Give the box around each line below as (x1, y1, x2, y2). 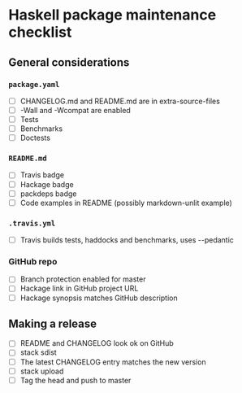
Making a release (8, 317, 97, 330)
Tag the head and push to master (19, 375, 132, 385)
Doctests (19, 133, 51, 143)
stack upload (19, 366, 64, 376)
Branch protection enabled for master (19, 274, 146, 284)
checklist (8, 23, 72, 41)
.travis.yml (8, 218, 56, 228)
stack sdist (19, 347, 57, 357)
